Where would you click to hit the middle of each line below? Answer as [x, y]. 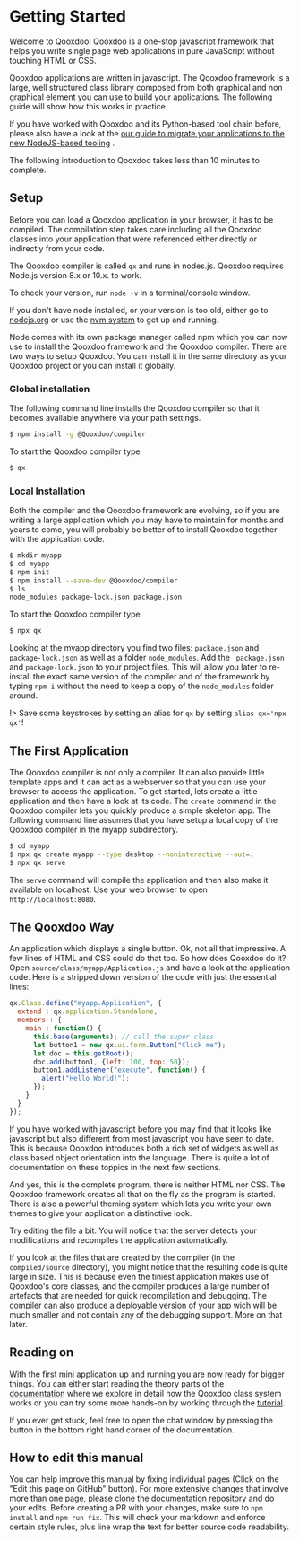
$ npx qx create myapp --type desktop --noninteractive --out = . [132, 854]
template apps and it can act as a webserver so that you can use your [138, 782]
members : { [40, 1020]
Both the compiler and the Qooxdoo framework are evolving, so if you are [145, 511]
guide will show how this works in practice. [89, 106]
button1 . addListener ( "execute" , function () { [119, 1070]
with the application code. [57, 539]
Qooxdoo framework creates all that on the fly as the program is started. [142, 1194]
